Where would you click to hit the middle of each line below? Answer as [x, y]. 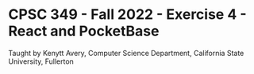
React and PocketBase [84, 31]
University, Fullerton [41, 61]
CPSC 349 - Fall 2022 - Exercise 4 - [128, 15]
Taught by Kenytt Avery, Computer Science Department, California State [126, 53]
